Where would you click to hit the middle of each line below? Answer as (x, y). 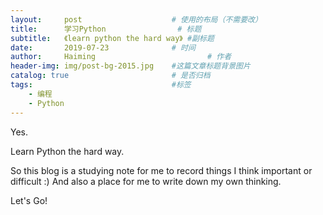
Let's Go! (29, 200)
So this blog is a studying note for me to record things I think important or (161, 170)
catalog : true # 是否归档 (110, 76)
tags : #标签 (101, 85)
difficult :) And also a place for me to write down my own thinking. (146, 181)
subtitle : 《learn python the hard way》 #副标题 (112, 38)
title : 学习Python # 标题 (106, 29)
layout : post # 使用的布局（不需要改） (136, 19)
